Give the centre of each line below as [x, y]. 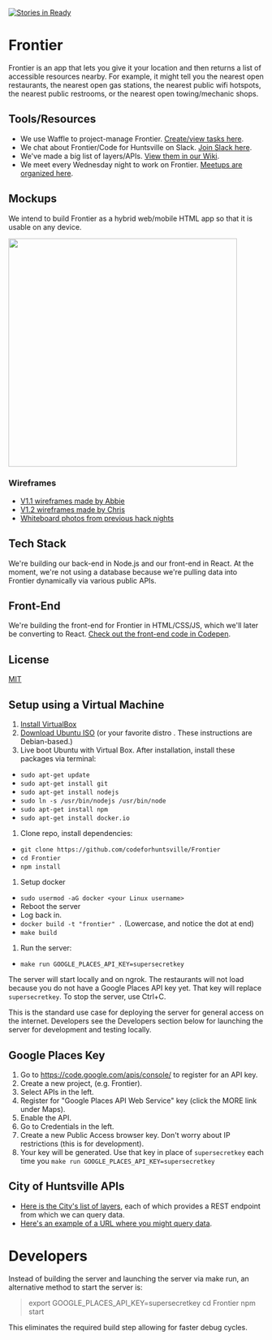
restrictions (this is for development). [82, 1144]
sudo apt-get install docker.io [75, 819]
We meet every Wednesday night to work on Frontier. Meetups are [131, 164]
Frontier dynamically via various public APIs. [82, 580]
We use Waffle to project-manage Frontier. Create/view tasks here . [132, 139]
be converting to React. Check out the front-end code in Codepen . [120, 634]
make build [39, 933]
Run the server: [46, 948]
